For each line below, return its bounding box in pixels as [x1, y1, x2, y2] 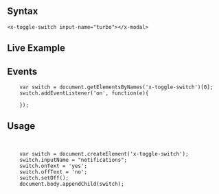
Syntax [7, 5, 38, 17]
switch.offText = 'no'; [19, 168, 88, 175]
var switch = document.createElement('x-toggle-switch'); [19, 150, 189, 157]
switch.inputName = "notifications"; [19, 156, 128, 163]
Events [7, 65, 38, 77]
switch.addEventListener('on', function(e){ [19, 90, 149, 97]
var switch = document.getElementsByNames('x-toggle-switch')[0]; [19, 84, 214, 91]
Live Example [7, 43, 65, 54]
